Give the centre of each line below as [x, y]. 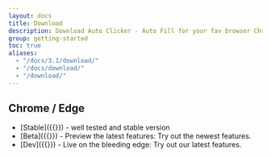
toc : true [25, 46]
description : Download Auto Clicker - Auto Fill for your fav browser [129, 31]
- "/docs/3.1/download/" [57, 61]
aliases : [23, 53]
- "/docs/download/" [50, 68]
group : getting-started [48, 38]
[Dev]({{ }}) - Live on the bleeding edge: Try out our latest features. [131, 145]
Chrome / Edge [47, 108]
